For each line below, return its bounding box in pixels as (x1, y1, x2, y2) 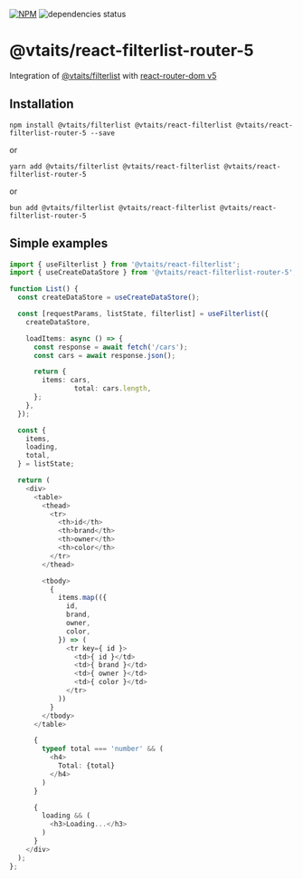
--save (90, 128, 116, 138)
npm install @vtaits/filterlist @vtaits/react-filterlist (9, 121, 232, 130)
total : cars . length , (73, 384, 152, 393)
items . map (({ (57, 594, 107, 603)
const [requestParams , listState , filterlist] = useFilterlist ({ (17, 309, 270, 319)
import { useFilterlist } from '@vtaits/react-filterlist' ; (9, 259, 241, 269)
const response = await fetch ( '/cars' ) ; (33, 343, 188, 352)
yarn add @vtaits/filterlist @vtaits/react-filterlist (9, 161, 221, 171)
